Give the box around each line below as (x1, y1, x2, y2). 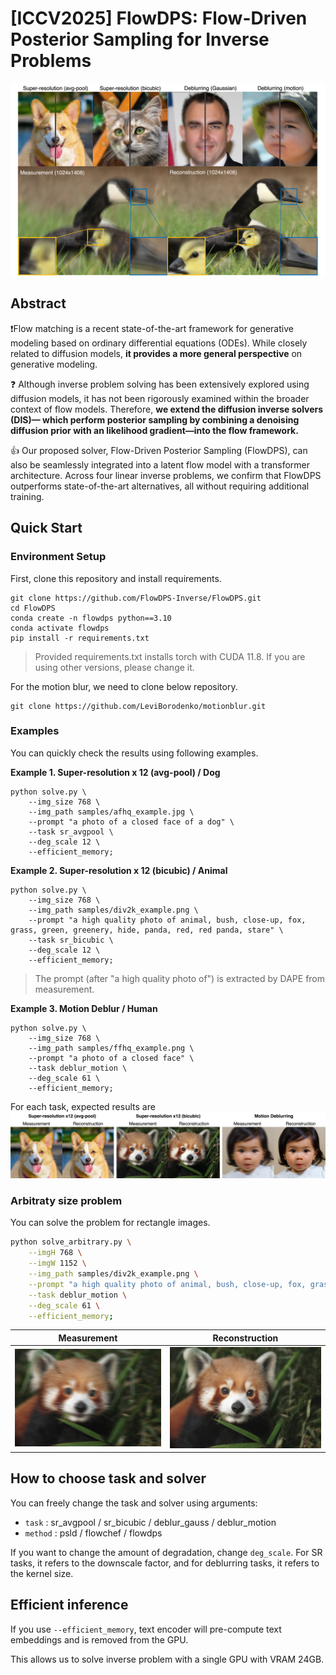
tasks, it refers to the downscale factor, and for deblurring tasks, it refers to (10, 1557, 320, 1569)
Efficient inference (10, 1597, 129, 1614)
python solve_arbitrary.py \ (10, 1237, 132, 1247)
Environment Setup (10, 550, 107, 564)
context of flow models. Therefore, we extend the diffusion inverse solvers (10, 403, 324, 415)
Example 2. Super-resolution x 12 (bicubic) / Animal (10, 864, 228, 876)
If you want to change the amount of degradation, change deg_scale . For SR (10, 1546, 323, 1558)
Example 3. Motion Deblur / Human (10, 1002, 158, 1014)
